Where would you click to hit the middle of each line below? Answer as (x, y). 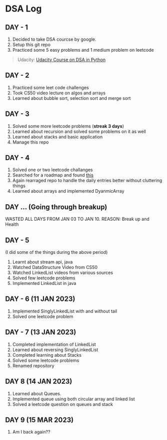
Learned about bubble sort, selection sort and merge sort (71, 98)
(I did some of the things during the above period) (56, 252)
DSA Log (23, 9)
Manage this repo (30, 142)
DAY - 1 (17, 27)
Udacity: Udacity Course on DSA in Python (61, 60)
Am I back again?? (31, 432)
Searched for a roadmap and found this (53, 175)
